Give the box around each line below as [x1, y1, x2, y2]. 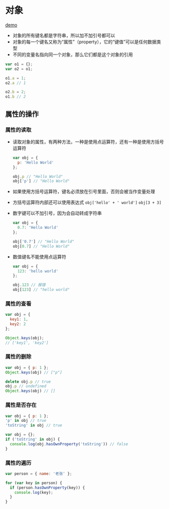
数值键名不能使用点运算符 [12, 253, 66, 260]
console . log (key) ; [14, 490, 53, 495]
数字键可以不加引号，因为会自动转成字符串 [12, 210, 102, 217]
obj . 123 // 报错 [12, 282, 46, 288]
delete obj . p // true [5, 379, 51, 384]
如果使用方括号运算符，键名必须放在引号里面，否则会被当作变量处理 [12, 189, 155, 195]
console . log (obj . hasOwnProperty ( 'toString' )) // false [10, 441, 128, 446]
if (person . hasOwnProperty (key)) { [10, 485, 85, 490]
